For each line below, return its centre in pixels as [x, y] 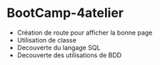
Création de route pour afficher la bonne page [85, 32]
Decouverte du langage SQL [59, 47]
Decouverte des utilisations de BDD [69, 55]
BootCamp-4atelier [65, 13]
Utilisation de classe [46, 40]
